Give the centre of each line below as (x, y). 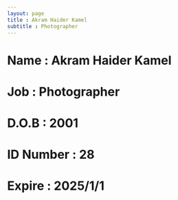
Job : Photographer (64, 92)
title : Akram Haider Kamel (47, 20)
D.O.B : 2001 (43, 123)
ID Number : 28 (51, 155)
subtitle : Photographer (43, 26)
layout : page (26, 13)
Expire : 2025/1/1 (56, 186)
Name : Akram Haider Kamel (89, 60)
